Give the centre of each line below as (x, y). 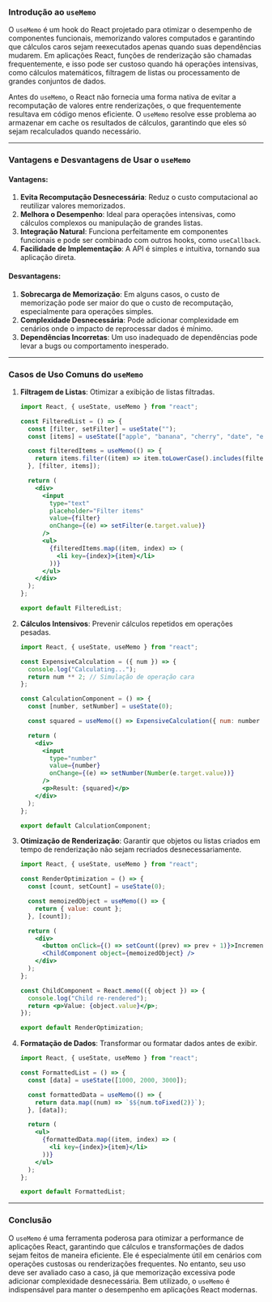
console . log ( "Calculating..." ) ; (82, 669)
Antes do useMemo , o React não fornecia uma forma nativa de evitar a (122, 97)
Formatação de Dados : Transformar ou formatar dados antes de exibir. (138, 1044)
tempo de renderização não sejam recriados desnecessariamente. (131, 849)
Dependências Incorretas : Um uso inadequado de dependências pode (138, 337)
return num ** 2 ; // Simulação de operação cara (111, 677)
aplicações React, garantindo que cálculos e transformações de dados (126, 1246)
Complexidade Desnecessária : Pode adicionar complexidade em (129, 320)
